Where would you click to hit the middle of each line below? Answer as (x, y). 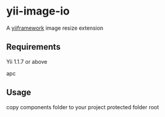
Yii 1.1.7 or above (27, 61)
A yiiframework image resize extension (55, 28)
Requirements (33, 47)
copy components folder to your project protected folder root (83, 107)
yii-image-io (38, 11)
